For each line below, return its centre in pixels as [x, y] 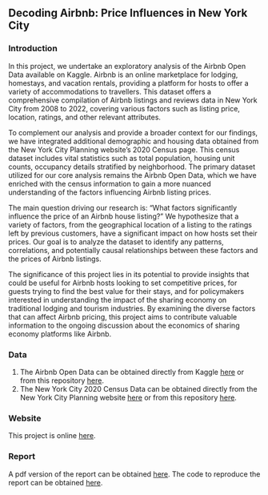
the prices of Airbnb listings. [55, 259]
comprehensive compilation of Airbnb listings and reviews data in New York [133, 100]
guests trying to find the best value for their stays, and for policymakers [126, 291]
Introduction [33, 49]
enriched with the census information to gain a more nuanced [110, 183]
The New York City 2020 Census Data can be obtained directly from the [138, 388]
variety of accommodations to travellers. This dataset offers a [110, 91]
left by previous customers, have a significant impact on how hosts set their [133, 233]
